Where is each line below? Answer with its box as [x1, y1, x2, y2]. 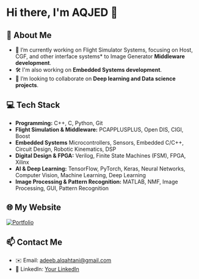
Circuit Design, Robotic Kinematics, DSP [15, 145, 117, 153]
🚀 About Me [6, 30, 52, 40]
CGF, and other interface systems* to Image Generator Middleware [15, 53, 185, 60]
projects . [15, 82, 38, 88]
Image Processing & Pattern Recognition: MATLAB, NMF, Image [15, 178, 178, 185]
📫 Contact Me [6, 237, 63, 248]
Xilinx [15, 158, 29, 166]
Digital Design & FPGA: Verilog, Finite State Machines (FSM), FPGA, [15, 151, 186, 159]
